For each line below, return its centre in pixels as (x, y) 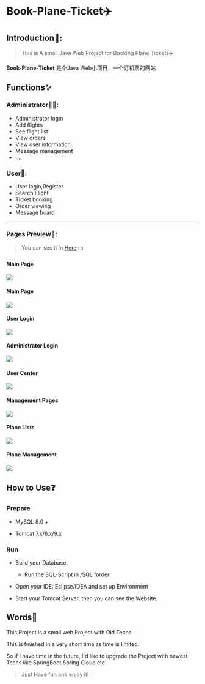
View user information (43, 144)
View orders (30, 138)
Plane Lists (20, 428)
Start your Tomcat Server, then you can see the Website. (86, 598)
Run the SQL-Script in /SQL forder (67, 574)
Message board (35, 212)
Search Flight (32, 193)
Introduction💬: (34, 38)
